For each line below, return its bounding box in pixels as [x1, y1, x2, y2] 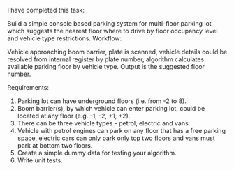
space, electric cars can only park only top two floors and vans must [17, 134, 215, 142]
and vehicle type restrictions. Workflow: [7, 34, 122, 42]
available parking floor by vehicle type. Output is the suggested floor [7, 63, 205, 70]
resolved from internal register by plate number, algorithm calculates [7, 55, 205, 63]
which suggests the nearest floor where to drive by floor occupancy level [7, 27, 218, 35]
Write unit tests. [17, 156, 63, 164]
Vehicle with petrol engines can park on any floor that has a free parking [17, 127, 226, 134]
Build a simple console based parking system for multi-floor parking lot [7, 20, 212, 27]
